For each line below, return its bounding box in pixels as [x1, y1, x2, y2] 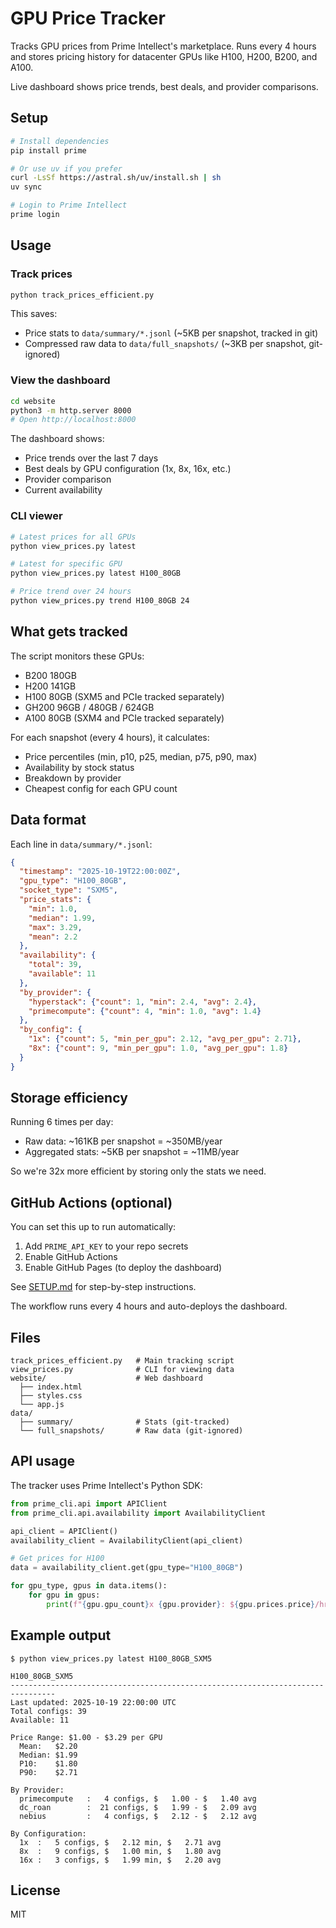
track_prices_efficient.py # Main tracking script [10, 1356, 235, 1366]
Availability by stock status [24, 761, 135, 773]
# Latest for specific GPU [10, 559, 123, 569]
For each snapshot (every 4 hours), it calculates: [10, 731, 210, 743]
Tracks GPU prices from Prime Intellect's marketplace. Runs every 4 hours [10, 40, 317, 52]
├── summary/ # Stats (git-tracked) [19, 1417, 230, 1427]
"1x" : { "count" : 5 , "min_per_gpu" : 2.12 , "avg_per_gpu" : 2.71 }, [28, 1034, 302, 1044]
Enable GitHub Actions [24, 1251, 118, 1263]
